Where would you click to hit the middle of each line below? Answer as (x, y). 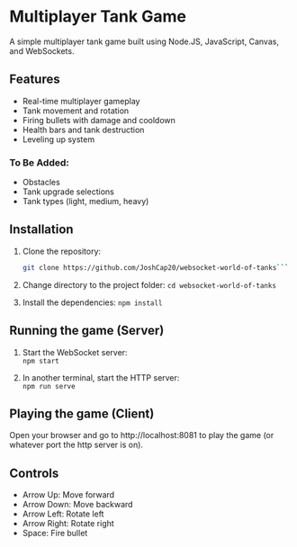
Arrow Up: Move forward (68, 495)
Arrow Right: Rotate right (68, 524)
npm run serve (49, 386)
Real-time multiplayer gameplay (81, 101)
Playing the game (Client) (82, 413)
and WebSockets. (42, 50)
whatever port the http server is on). (76, 445)
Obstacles (41, 183)
